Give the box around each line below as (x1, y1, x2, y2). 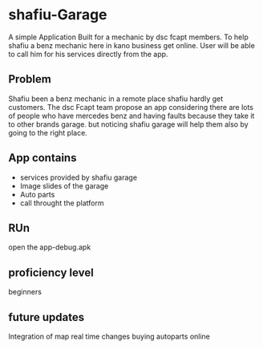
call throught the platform (19, 198, 104, 208)
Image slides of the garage (19, 181, 109, 190)
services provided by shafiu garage (19, 172, 138, 182)
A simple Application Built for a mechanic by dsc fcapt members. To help (8, 32, 249, 42)
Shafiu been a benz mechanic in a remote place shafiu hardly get (8, 94, 224, 103)
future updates (8, 310, 85, 324)
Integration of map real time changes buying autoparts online (8, 331, 211, 341)
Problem (8, 72, 52, 86)
